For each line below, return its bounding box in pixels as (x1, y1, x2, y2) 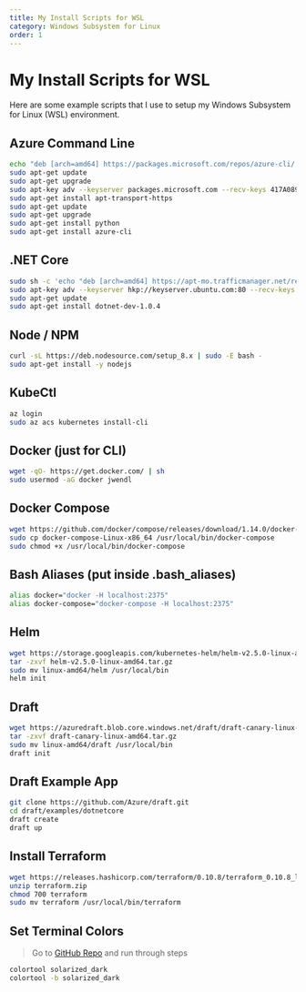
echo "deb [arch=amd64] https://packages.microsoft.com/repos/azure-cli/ (9, 160, 296, 169)
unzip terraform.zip (9, 881, 88, 890)
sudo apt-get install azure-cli (9, 228, 132, 237)
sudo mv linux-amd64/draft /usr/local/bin (9, 740, 173, 749)
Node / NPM (9, 327, 79, 342)
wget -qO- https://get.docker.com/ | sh (9, 467, 166, 476)
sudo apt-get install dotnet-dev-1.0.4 (9, 302, 161, 311)
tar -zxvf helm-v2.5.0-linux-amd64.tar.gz (9, 657, 173, 666)
